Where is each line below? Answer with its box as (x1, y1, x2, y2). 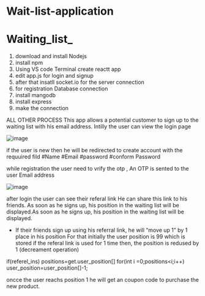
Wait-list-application (6, 4, 114, 18)
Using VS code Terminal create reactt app (15, 65, 121, 73)
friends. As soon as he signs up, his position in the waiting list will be (6, 202, 179, 209)
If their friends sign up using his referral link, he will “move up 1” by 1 (15, 226, 188, 234)
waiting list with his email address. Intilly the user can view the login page (6, 123, 192, 130)
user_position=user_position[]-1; (6, 264, 88, 272)
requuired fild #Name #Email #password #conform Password (6, 153, 161, 160)
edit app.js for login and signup (15, 72, 94, 80)
